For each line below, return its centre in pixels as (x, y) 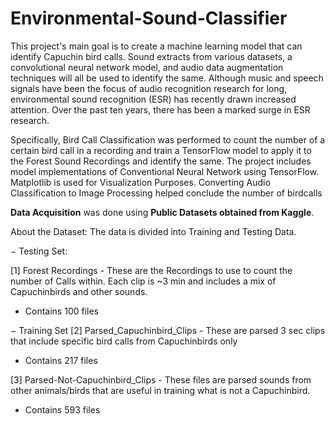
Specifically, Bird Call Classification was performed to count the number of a (168, 139)
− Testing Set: (39, 251)
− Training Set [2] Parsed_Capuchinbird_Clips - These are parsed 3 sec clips (168, 330)
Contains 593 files (62, 409)
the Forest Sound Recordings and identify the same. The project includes (161, 161)
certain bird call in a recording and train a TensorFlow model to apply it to (161, 150)
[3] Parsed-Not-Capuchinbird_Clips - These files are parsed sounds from (161, 379)
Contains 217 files (61, 360)
